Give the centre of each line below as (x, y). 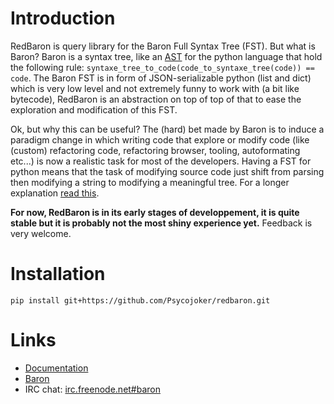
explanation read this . (55, 193)
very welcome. (41, 233)
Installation (58, 274)
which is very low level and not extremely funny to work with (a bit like (155, 88)
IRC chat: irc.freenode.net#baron (93, 389)
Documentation (56, 368)
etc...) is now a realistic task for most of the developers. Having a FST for (161, 161)
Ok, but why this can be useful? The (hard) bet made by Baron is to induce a (167, 129)
